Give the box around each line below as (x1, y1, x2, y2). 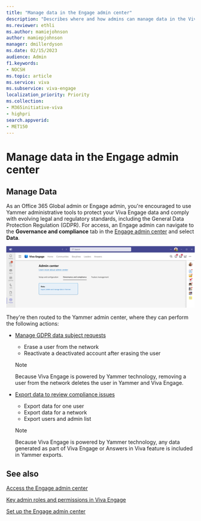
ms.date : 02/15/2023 (6, 48, 58, 54)
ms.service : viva (6, 79, 50, 85)
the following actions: (6, 320, 59, 327)
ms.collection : (6, 98, 44, 104)
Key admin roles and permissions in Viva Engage (6, 496, 126, 504)
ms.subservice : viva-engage (6, 86, 77, 92)
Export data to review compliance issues (14, 391, 115, 398)
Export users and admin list (23, 415, 92, 423)
